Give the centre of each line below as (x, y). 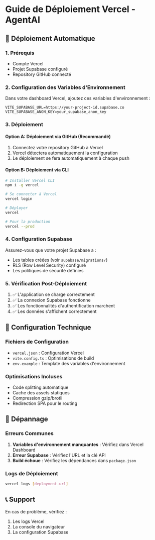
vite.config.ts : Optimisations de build (53, 358)
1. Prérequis (20, 53)
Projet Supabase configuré (40, 69)
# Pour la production (28, 222)
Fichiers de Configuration (37, 342)
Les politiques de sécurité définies (48, 270)
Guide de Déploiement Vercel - (70, 9)
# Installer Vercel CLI (30, 180)
